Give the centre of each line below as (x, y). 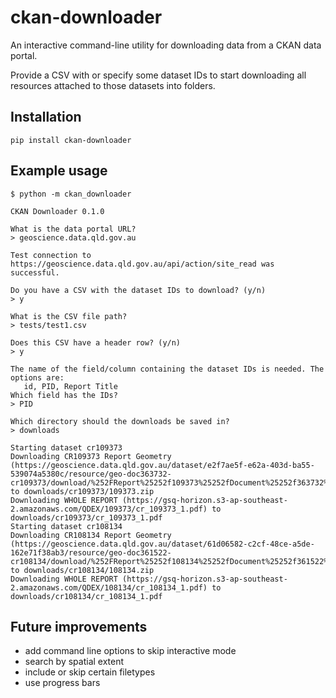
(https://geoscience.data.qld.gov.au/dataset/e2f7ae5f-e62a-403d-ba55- (162, 465)
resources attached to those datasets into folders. (113, 85)
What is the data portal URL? (73, 229)
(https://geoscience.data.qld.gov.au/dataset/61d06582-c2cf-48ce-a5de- (162, 544)
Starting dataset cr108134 (66, 526)
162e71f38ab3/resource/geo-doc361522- (91, 552)
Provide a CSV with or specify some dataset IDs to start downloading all (158, 75)
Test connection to (51, 255)
